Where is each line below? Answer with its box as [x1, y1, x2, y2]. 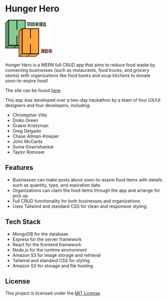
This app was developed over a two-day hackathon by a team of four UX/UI [5, 97, 161, 103]
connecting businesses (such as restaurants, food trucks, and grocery [5, 67, 150, 73]
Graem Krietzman [12, 123, 49, 129]
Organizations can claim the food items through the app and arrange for [12, 187, 161, 193]
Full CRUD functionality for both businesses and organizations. [12, 198, 142, 204]
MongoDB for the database [12, 231, 68, 237]
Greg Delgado [12, 128, 41, 134]
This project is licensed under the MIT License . [5, 290, 102, 297]
